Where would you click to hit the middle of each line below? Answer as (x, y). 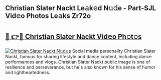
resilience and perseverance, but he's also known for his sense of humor (80, 67)
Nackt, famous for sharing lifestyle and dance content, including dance (78, 56)
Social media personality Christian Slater (114, 51)
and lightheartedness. (28, 72)
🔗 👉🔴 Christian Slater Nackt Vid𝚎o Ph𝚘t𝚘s (73, 37)
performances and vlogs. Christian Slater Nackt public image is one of (78, 62)
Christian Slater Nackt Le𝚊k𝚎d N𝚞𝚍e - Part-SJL (81, 8)
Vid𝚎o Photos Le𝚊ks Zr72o (48, 16)
